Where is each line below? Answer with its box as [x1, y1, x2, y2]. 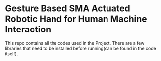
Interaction [5, 24, 52, 35]
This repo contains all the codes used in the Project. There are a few [5, 40, 145, 46]
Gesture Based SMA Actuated [5, 3, 130, 14]
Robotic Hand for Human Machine [5, 13, 147, 25]
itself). [5, 50, 18, 57]
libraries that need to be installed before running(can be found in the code [5, 45, 156, 51]
